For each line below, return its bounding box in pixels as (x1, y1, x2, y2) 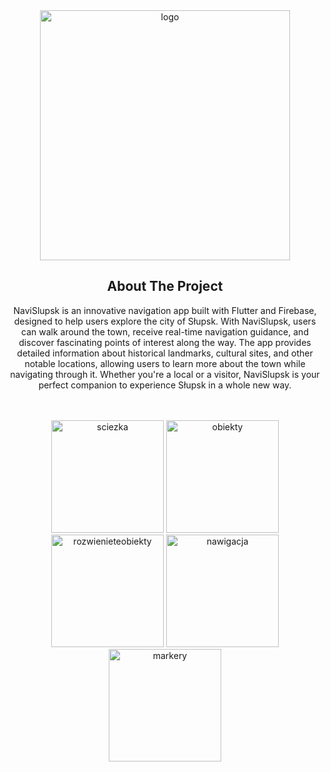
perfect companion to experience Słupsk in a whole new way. (38, 379, 292, 391)
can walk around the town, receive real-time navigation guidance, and (21, 325, 309, 338)
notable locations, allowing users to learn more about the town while (24, 357, 306, 369)
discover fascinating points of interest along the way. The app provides (18, 336, 312, 348)
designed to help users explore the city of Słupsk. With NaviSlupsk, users (13, 315, 317, 327)
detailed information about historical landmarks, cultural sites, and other (16, 347, 314, 359)
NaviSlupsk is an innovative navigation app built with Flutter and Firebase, (13, 304, 317, 316)
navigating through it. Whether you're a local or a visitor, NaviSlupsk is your (10, 368, 320, 380)
